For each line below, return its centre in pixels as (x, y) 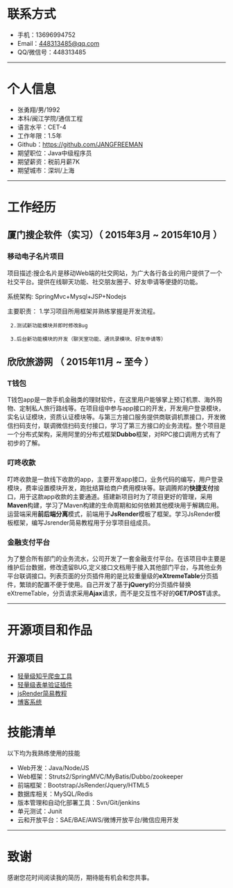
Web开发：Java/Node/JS (53, 767)
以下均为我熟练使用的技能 (44, 753)
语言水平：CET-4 (42, 127)
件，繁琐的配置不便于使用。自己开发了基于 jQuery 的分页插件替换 (100, 585)
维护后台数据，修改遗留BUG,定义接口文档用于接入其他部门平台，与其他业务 (115, 567)
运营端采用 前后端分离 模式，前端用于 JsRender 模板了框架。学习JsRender (111, 514)
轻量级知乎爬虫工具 (45, 676)
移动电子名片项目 (36, 256)
